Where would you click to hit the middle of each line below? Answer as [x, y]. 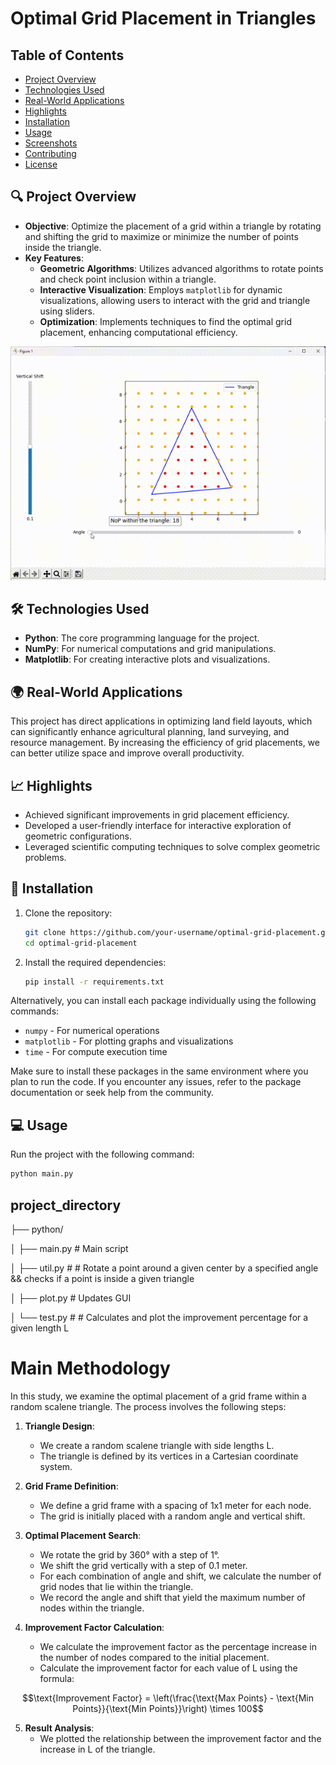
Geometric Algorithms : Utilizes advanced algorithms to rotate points [181, 268]
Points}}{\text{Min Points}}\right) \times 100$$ [168, 1708]
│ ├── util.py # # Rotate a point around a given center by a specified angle [164, 1268]
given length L [40, 1328]
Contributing [50, 153]
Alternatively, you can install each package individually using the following [163, 1001]
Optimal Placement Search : [83, 1535]
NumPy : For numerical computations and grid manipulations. [150, 649]
